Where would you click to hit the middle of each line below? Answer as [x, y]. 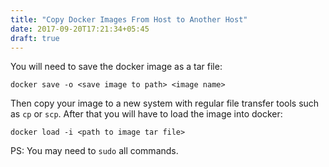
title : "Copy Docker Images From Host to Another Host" [129, 19]
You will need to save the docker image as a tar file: [116, 67]
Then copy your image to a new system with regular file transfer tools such [165, 103]
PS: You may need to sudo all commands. [94, 151]
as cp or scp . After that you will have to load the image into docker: [146, 114]
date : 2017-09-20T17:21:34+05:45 [80, 29]
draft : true [35, 38]
